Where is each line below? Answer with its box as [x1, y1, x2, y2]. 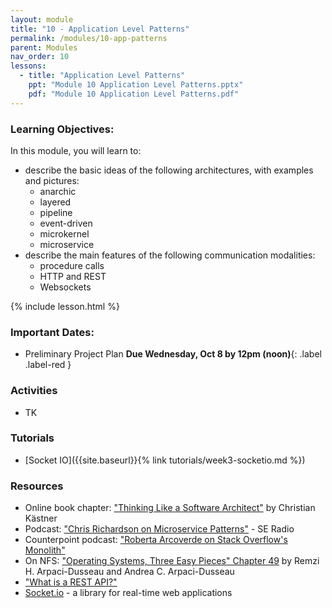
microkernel [39, 227, 90, 240]
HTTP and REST [39, 270, 107, 282]
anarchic [39, 185, 77, 197]
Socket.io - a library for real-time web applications [24, 587, 233, 599]
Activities [10, 384, 58, 398]
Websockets [39, 281, 92, 293]
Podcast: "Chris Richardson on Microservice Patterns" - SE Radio [24, 523, 295, 535]
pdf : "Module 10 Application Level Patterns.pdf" [28, 89, 240, 99]
